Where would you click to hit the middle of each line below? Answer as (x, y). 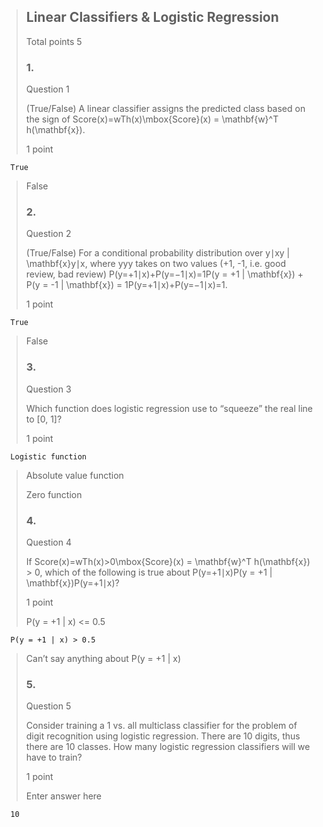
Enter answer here (64, 796)
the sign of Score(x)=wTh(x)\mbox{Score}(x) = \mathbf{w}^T (152, 119)
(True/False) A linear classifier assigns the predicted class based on (165, 109)
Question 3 (48, 389)
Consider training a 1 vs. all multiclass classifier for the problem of (161, 726)
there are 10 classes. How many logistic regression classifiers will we (168, 747)
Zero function (54, 494)
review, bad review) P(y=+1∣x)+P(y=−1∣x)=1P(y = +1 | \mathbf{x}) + (164, 274)
